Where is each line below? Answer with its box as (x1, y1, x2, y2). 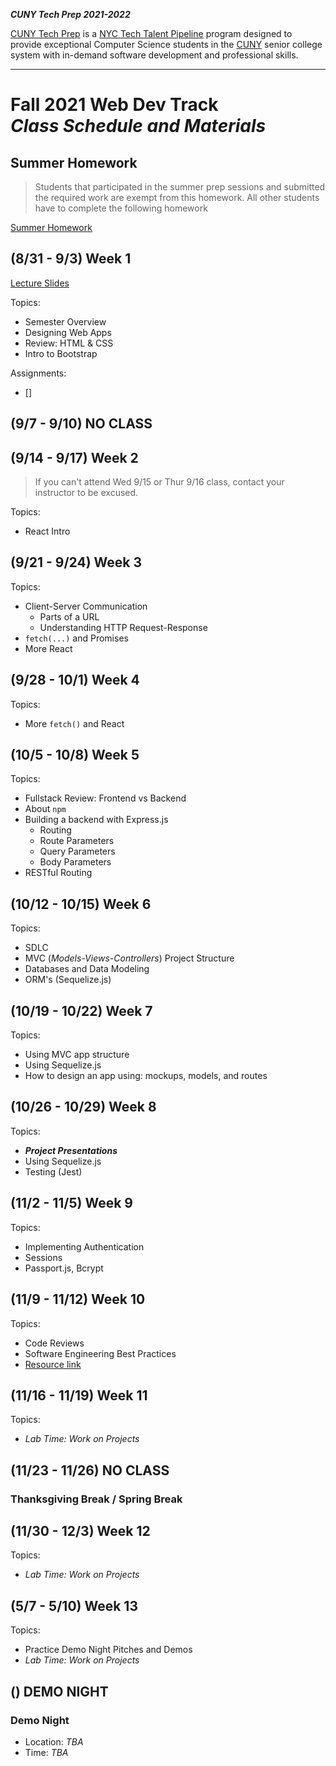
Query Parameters (39, 845, 116, 858)
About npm (24, 803, 67, 815)
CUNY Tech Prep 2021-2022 (10, 9, 131, 20)
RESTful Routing (24, 867, 93, 879)
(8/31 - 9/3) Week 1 (10, 250, 132, 268)
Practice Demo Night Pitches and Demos (24, 1644, 193, 1656)
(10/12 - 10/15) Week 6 (10, 895, 152, 913)
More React (24, 642, 73, 654)
